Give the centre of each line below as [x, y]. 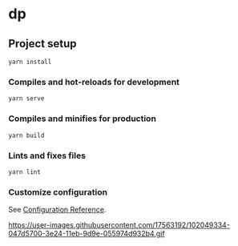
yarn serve [26, 99]
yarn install [30, 62]
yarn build [26, 135]
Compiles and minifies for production [82, 119]
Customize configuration [58, 192]
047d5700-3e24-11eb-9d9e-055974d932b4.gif [87, 234]
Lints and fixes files [47, 155]
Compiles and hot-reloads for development [94, 82]
